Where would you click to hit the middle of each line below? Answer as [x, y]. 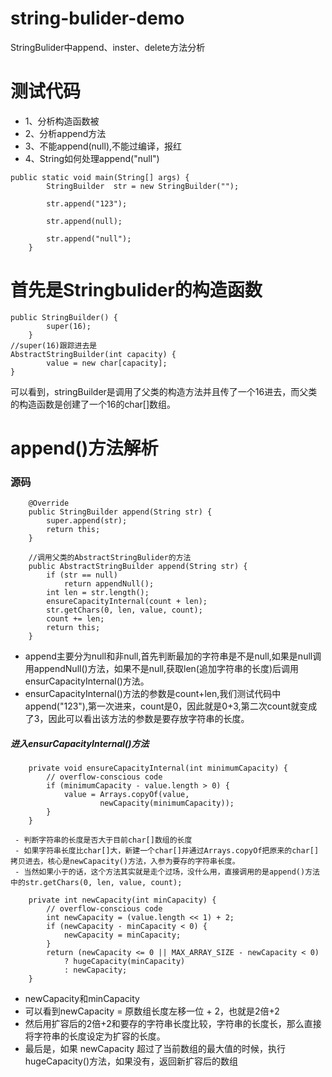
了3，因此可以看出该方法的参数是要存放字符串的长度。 [137, 719]
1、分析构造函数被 [62, 121]
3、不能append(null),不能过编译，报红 [103, 146]
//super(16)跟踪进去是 [54, 345]
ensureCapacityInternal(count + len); [127, 602]
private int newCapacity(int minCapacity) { [122, 900]
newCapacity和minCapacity [82, 999]
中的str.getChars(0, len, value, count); [96, 883]
